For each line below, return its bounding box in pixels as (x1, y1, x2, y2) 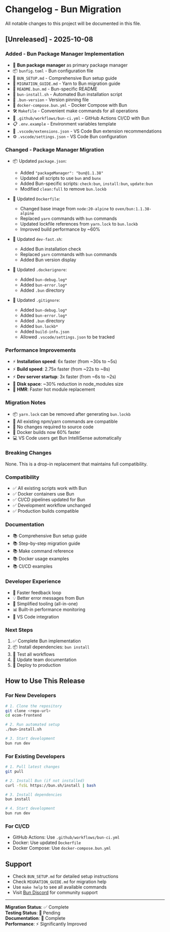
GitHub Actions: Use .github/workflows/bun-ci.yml (12, 834, 120, 841)
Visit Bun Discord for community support (12, 889, 98, 895)
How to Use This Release (5, 677, 85, 686)
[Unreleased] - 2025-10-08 (5, 35, 94, 44)
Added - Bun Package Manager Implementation (5, 50, 124, 57)
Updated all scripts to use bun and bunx (20, 175, 101, 181)
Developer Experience (5, 578, 61, 585)
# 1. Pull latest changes (5, 764, 60, 769)
